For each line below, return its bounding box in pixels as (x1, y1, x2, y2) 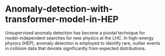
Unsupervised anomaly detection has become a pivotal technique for (5, 30, 145, 36)
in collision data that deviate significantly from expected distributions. (5, 45, 146, 51)
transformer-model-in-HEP (5, 14, 119, 25)
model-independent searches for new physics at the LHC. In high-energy (5, 35, 154, 41)
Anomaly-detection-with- (5, 3, 113, 15)
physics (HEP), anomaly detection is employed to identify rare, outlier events (5, 40, 161, 46)
